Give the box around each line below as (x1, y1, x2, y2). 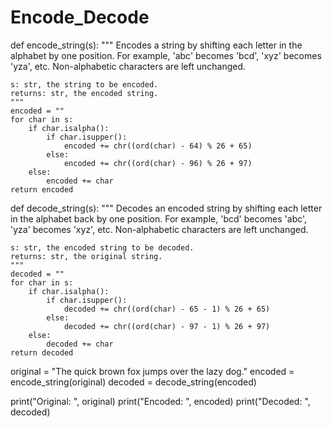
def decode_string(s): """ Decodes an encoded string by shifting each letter (10, 202, 323, 214)
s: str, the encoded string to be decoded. (10, 242, 195, 253)
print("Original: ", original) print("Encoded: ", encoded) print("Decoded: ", (10, 395, 311, 407)
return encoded (10, 184, 74, 195)
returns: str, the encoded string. (10, 88, 159, 98)
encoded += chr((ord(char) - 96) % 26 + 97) (63, 158, 253, 168)
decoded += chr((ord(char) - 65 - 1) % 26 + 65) (63, 304, 271, 314)
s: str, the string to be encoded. (10, 79, 159, 90)
